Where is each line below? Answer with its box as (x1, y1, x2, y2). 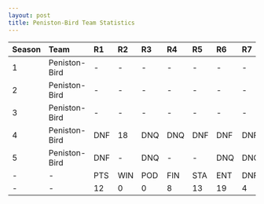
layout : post (8, 11, 51, 20)
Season (12, 44, 42, 55)
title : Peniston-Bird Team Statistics (8, 19, 135, 27)
